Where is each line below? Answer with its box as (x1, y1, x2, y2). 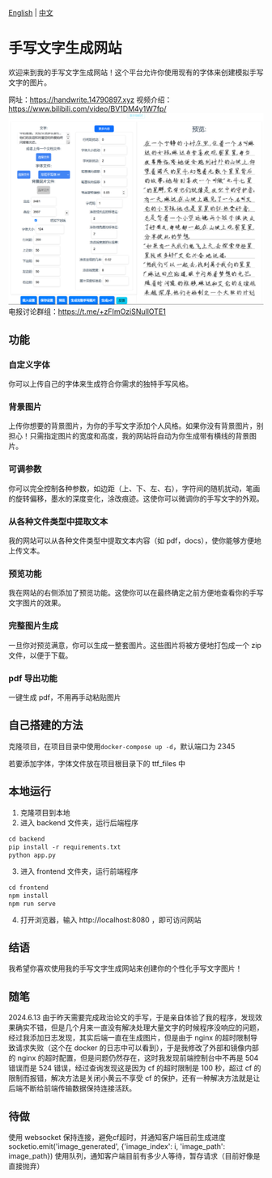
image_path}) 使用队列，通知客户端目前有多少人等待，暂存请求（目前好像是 (8, 1150, 261, 1160)
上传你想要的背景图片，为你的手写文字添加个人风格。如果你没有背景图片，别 (8, 421, 264, 431)
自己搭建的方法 (8, 718, 83, 732)
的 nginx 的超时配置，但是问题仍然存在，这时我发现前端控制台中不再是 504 (8, 1053, 259, 1063)
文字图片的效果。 (8, 598, 66, 608)
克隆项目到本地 (19, 807, 70, 817)
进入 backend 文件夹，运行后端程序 (19, 817, 139, 828)
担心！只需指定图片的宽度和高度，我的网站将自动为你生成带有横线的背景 (8, 431, 249, 441)
